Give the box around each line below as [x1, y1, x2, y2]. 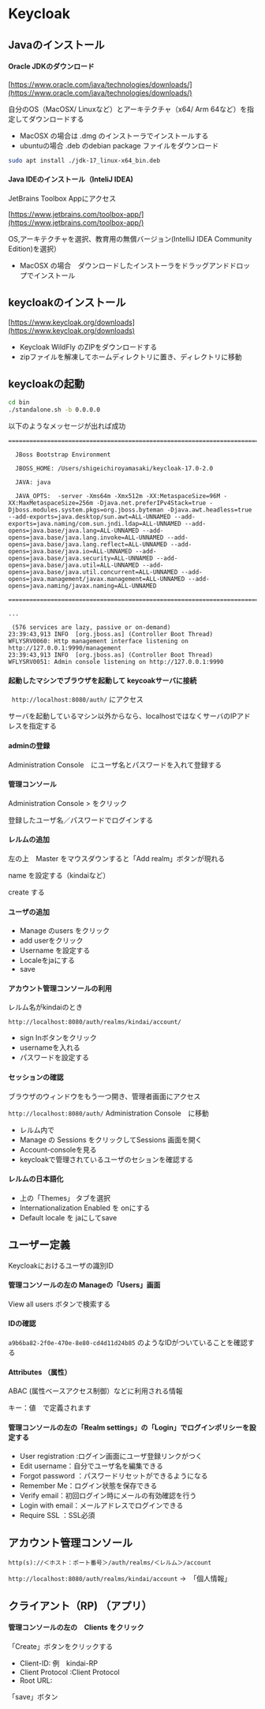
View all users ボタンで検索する [8, 1299, 111, 1309]
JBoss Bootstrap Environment [15, 451, 111, 459]
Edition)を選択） [8, 244, 62, 253]
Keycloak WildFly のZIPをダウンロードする [19, 342, 158, 351]
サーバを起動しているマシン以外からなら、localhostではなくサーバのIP [8, 711, 237, 721]
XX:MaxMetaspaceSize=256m [8, 499, 93, 508]
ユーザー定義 [8, 1239, 71, 1252]
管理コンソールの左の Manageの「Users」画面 [8, 1280, 161, 1290]
